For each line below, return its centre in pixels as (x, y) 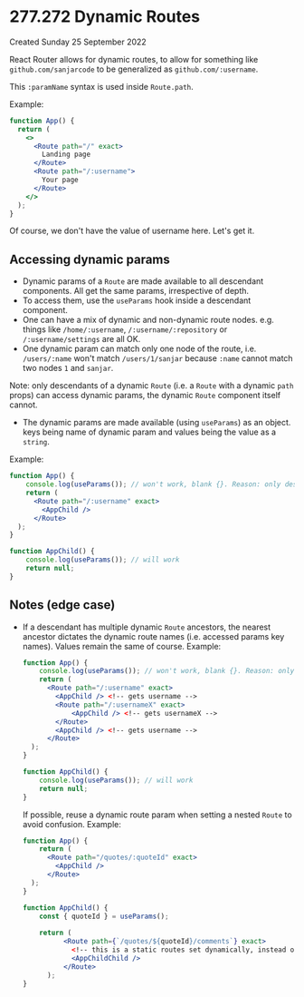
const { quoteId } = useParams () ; (104, 916)
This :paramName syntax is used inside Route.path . (102, 86)
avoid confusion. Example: (72, 824)
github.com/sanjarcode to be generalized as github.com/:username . (134, 69)
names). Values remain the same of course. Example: (122, 646)
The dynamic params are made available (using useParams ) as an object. (157, 423)
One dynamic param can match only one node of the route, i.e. (139, 349)
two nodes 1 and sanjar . (68, 368)
